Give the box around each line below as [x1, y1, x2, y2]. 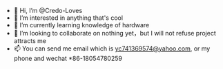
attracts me [13, 37, 47, 44]
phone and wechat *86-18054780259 [13, 55, 123, 62]
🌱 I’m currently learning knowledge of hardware [13, 21, 150, 29]
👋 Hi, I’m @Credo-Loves [13, 7, 83, 14]
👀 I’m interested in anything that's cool [13, 14, 123, 22]
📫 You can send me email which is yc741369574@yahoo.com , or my [13, 44, 211, 53]
